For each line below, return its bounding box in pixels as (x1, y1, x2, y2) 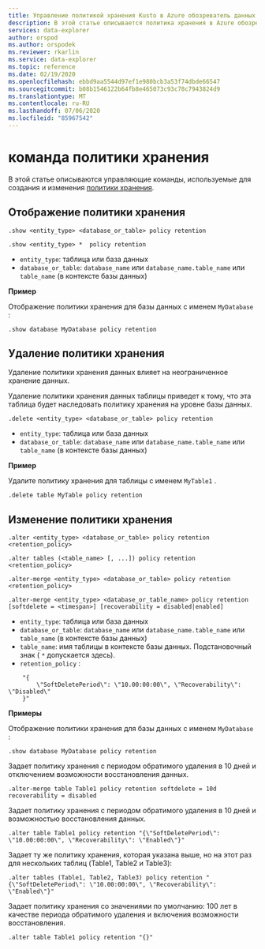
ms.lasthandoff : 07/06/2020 (8, 107, 101, 115)
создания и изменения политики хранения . (8, 182, 155, 192)
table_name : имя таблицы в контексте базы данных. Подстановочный (19, 642, 252, 651)
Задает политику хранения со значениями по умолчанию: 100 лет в (8, 902, 238, 911)
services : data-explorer (8, 26, 90, 34)
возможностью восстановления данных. (8, 814, 146, 823)
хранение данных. (8, 376, 70, 385)
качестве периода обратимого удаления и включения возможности (8, 910, 239, 920)
